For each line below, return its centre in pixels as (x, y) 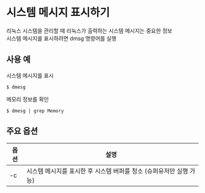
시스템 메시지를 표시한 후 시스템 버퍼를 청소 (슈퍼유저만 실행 (107, 171)
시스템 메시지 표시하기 (58, 13)
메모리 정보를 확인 (27, 99)
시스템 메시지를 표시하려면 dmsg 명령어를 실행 (62, 38)
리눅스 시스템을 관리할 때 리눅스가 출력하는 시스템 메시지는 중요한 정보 (89, 31)
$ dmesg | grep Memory (35, 111)
